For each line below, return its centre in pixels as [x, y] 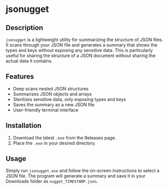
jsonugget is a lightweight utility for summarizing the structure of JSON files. [85, 39]
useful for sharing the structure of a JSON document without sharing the [81, 55]
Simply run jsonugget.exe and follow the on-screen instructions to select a [82, 170]
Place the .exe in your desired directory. [54, 143]
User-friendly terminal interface [46, 110]
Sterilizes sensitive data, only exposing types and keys [69, 99]
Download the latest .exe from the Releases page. [64, 137]
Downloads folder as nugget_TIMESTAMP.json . [52, 181]
